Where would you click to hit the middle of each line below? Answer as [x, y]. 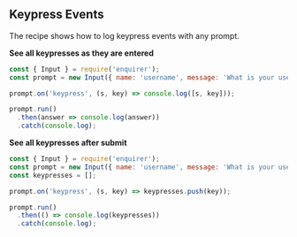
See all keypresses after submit [68, 143]
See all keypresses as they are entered [82, 53]
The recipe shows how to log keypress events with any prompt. [125, 35]
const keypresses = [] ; [53, 175]
